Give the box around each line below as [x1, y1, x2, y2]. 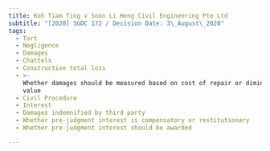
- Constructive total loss [15, 64, 106, 72]
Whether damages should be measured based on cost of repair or [22, 79, 243, 87]
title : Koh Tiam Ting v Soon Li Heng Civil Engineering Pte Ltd [8, 11, 228, 20]
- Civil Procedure [15, 94, 78, 102]
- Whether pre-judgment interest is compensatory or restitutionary [15, 116, 250, 124]
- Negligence [15, 42, 59, 50]
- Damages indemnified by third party [15, 109, 146, 117]
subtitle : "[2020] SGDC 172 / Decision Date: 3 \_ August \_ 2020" [8, 19, 225, 27]
